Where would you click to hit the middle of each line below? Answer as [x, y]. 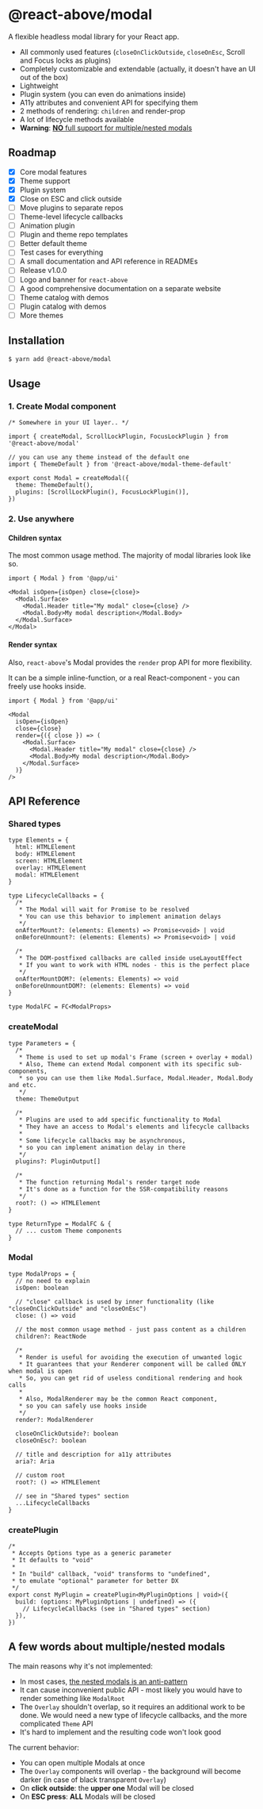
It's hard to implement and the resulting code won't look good [120, 1732]
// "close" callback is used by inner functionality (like [115, 1302]
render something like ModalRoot [72, 1698]
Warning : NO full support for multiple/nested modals [106, 128]
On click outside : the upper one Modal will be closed [107, 1788]
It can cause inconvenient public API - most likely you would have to [131, 1690]
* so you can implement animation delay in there [102, 1147]
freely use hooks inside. [47, 686]
